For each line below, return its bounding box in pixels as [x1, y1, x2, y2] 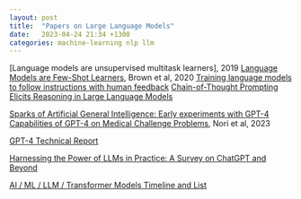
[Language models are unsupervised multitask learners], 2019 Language [9, 63, 279, 74]
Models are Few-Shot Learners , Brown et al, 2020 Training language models [9, 73, 292, 83]
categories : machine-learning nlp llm [9, 38, 155, 48]
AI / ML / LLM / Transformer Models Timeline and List [9, 180, 207, 191]
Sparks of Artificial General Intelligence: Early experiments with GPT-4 [9, 108, 270, 119]
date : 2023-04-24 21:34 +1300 [9, 30, 130, 39]
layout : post [9, 13, 58, 22]
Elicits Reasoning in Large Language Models [9, 91, 173, 102]
